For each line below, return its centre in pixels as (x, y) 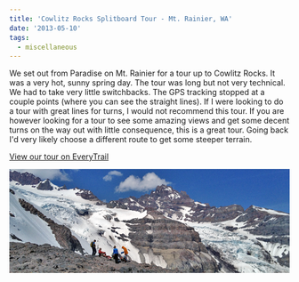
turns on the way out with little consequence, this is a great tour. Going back (149, 130)
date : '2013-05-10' (45, 28)
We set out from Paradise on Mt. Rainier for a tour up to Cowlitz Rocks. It (142, 73)
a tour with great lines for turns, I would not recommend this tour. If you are (147, 111)
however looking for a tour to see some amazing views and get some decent (149, 121)
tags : (19, 37)
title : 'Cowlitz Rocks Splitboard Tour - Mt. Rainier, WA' (121, 19)
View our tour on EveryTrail (59, 157)
